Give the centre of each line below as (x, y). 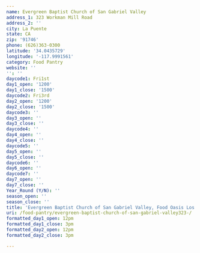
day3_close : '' (25, 124)
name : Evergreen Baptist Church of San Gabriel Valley (76, 12)
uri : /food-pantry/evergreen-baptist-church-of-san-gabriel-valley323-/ (99, 213)
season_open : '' (26, 196)
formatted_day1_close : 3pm (40, 224)
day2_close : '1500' (31, 107)
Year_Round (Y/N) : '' (33, 191)
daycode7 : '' (23, 174)
